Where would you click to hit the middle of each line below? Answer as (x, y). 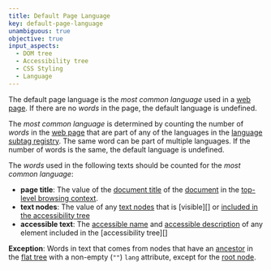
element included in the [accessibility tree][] (94, 233)
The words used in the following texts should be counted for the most (125, 165)
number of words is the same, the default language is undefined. (116, 149)
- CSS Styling (39, 69)
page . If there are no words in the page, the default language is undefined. (133, 108)
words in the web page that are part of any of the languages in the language (135, 132)
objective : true (36, 39)
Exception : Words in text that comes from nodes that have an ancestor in (131, 248)
